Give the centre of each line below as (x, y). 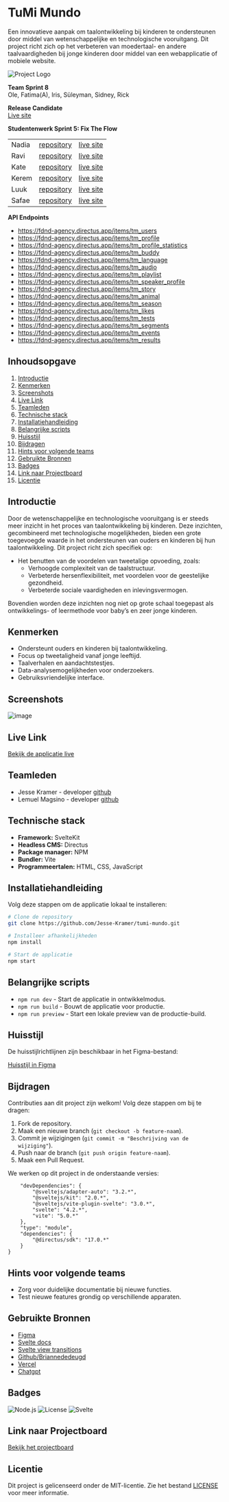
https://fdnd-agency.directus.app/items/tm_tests (86, 318)
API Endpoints (28, 217)
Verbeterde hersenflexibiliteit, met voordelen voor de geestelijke (119, 575)
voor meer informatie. (38, 1493)
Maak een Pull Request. (51, 1160)
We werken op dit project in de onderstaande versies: (84, 1173)
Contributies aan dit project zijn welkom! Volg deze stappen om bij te (105, 1103)
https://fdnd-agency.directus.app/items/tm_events (89, 332)
